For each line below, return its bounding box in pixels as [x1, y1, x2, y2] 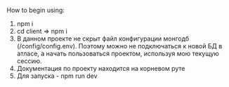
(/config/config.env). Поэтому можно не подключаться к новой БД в [16, 42, 223, 50]
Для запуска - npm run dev [16, 72, 98, 80]
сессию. [16, 57, 43, 65]
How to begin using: [6, 6, 65, 14]
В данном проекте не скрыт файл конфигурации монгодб [16, 34, 190, 43]
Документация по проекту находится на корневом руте [16, 65, 185, 72]
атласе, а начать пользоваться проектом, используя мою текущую [16, 49, 219, 58]
